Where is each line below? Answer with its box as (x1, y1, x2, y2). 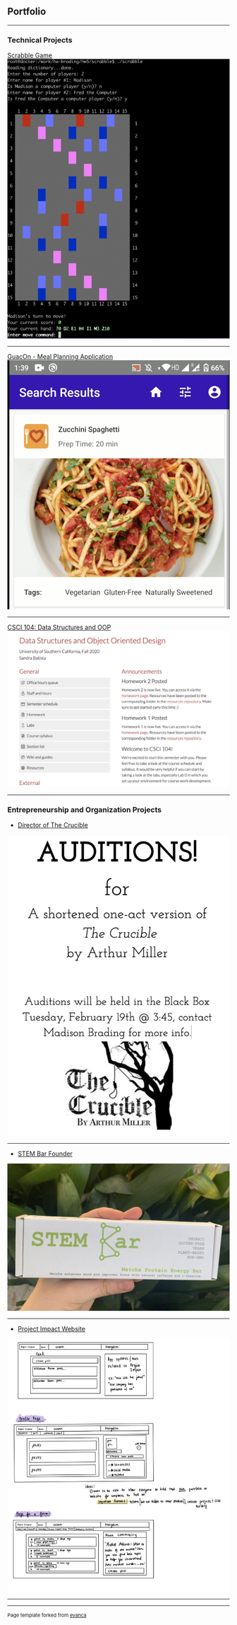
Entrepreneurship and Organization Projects (7, 805, 162, 815)
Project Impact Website (17, 1324, 86, 1333)
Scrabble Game (7, 51, 53, 59)
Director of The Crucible (17, 820, 88, 829)
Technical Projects (7, 35, 73, 45)
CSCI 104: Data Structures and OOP (7, 623, 111, 631)
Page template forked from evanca (7, 1612, 87, 1619)
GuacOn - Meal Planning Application (7, 352, 114, 360)
